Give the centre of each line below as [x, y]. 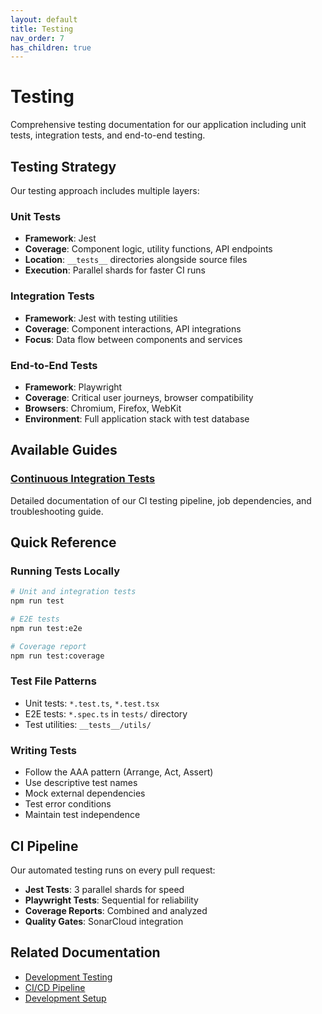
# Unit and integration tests [73, 592]
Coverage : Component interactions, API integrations [133, 328]
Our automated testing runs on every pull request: [113, 870]
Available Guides [64, 450]
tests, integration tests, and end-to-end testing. [108, 135]
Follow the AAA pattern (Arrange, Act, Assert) [119, 772]
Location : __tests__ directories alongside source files [136, 260]
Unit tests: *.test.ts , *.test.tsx [92, 703]
